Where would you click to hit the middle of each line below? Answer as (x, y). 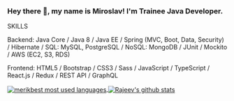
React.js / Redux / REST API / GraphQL (63, 75)
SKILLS (17, 26)
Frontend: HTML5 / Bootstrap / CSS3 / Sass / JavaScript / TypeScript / (109, 68)
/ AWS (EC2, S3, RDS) (39, 54)
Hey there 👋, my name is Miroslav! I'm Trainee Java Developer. (115, 11)
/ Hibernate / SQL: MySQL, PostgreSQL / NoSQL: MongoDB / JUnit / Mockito (117, 47)
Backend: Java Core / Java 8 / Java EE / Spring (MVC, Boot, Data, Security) (116, 40)
